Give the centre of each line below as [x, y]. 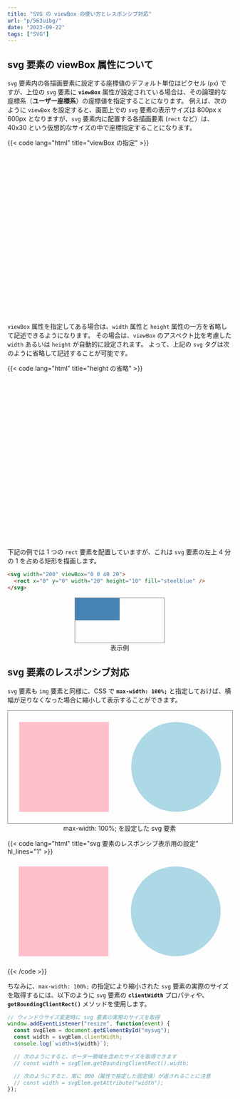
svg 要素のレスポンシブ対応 [68, 672]
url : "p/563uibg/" [35, 21]
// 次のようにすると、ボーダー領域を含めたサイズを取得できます [95, 1056]
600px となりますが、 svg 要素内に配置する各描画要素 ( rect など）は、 [110, 119]
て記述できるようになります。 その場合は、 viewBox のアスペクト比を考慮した [120, 335]
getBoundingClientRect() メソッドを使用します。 [79, 1003]
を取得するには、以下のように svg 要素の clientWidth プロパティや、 [108, 995]
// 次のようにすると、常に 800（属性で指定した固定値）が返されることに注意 [113, 1076]
